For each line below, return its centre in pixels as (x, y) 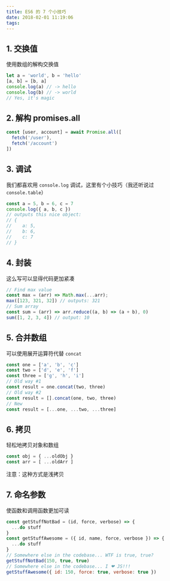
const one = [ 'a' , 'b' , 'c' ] (42, 365)
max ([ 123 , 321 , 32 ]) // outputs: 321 (53, 301)
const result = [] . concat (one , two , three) (61, 398)
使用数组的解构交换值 (32, 64)
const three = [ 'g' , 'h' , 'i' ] (45, 376)
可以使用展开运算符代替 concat (44, 353)
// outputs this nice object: (44, 215)
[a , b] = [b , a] (26, 82)
